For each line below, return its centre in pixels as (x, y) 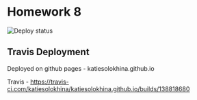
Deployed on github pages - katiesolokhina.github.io (81, 68)
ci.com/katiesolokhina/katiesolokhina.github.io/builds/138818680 (98, 88)
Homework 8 (44, 12)
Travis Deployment (49, 52)
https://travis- (50, 82)
